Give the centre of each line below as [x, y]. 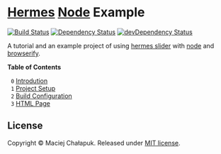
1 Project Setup [33, 88]
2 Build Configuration [41, 96]
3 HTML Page [30, 103]
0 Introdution [29, 81]
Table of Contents [34, 67]
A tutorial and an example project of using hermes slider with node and [111, 45]
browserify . [24, 53]
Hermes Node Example [76, 12]
